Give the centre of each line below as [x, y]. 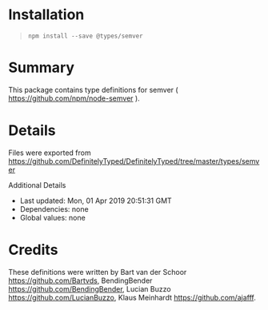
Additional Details [37, 185]
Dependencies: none [54, 209]
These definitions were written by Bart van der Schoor [98, 272]
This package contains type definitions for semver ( [93, 89]
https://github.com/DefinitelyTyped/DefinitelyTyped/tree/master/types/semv [134, 161]
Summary [41, 68]
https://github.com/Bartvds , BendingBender [80, 280]
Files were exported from [50, 153]
